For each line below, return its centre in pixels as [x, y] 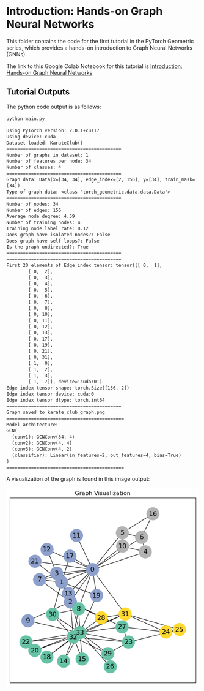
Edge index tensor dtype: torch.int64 [56, 400]
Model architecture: [33, 425]
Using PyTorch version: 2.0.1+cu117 [53, 130]
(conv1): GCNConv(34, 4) [43, 437]
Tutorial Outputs [38, 92]
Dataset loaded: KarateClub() [45, 143]
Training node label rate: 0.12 [47, 228]
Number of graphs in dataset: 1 [47, 155]
